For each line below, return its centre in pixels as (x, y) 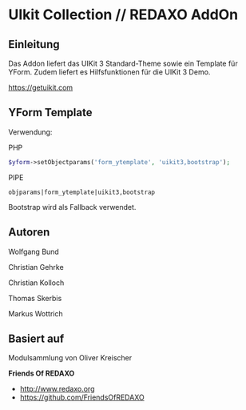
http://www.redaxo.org (57, 389)
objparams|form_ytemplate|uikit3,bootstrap (82, 192)
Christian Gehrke (36, 267)
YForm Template (50, 113)
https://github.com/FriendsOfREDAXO (82, 397)
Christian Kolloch (36, 283)
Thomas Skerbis (35, 298)
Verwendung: (30, 132)
